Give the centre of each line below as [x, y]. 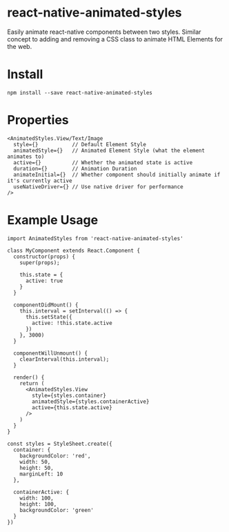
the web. [20, 46]
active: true [44, 281]
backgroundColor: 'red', [55, 456]
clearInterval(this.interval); [64, 359]
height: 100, [38, 504]
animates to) [26, 157]
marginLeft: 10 [41, 474]
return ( [32, 383]
